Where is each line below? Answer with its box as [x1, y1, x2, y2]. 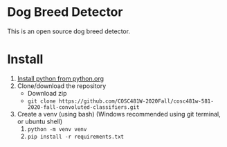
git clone [27, 98, 57, 105]
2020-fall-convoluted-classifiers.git [27, 103, 140, 111]
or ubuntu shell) [17, 117, 63, 126]
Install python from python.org [17, 74, 105, 83]
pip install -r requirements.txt [27, 133, 125, 140]
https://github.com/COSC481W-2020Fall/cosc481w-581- [58, 98, 215, 105]
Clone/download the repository [17, 81, 107, 90]
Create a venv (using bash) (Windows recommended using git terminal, [17, 110, 221, 118]
